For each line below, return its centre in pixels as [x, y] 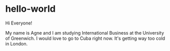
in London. [17, 43]
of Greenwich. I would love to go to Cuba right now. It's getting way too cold [85, 38]
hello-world [31, 9]
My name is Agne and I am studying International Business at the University [85, 33]
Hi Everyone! [19, 23]
